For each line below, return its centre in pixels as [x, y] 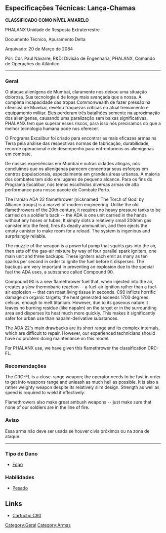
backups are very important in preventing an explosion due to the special [80, 267]
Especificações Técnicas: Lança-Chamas [70, 8]
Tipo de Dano [21, 453]
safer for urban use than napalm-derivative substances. [62, 318]
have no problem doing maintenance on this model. [57, 339]
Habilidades [20, 477]
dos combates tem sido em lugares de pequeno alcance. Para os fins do [79, 179]
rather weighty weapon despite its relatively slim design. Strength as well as [82, 387]
